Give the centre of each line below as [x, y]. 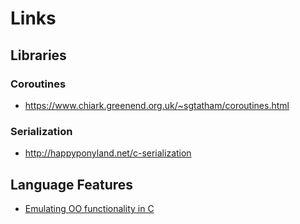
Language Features [72, 184]
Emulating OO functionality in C [89, 208]
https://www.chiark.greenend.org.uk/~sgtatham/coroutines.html [157, 105]
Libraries [38, 55]
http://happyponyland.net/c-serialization [108, 153]
